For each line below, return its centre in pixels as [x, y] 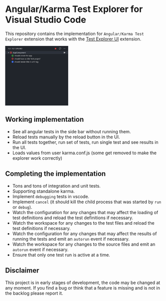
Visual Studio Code [46, 20]
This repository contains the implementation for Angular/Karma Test [75, 33]
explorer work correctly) [37, 158]
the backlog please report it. [34, 293]
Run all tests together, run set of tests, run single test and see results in [85, 142]
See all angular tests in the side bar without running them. [72, 131]
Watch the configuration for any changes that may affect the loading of [85, 212]
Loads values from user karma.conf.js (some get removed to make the [84, 153]
